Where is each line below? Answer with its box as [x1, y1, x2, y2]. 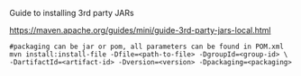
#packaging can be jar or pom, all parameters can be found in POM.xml [9, 42, 284, 51]
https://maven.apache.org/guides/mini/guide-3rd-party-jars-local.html [9, 25, 271, 35]
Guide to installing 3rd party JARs [9, 8, 134, 18]
